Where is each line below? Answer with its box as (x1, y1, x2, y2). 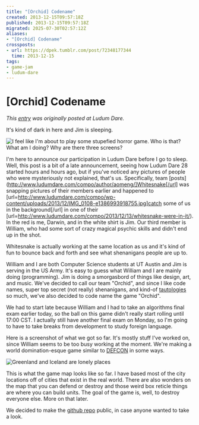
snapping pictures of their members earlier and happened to (6, 187, 154, 194)
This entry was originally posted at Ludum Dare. (6, 115, 125, 122)
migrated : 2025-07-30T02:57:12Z (6, 25, 86, 32)
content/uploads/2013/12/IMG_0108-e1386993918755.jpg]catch (6, 200, 162, 207)
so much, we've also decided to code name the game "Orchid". (6, 292, 161, 300)
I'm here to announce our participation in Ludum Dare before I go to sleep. (6, 156, 188, 163)
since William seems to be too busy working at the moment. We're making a (6, 341, 192, 348)
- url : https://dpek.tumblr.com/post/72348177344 (6, 48, 132, 53)
